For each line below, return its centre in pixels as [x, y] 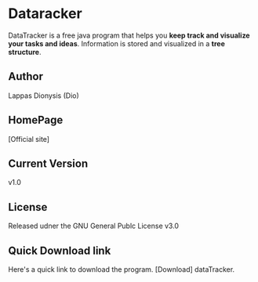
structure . [25, 52]
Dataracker [45, 14]
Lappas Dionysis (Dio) [44, 96]
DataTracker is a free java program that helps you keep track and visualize [129, 35]
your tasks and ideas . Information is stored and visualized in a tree [116, 43]
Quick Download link [60, 250]
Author [25, 76]
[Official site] [29, 139]
